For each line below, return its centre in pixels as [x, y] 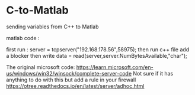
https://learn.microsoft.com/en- [115, 67]
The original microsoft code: [41, 67]
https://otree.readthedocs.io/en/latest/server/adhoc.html [75, 86]
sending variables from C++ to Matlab [52, 27]
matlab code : [23, 38]
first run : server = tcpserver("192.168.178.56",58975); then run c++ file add [98, 49]
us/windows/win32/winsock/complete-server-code [69, 73]
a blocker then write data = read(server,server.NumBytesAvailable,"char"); [97, 55]
